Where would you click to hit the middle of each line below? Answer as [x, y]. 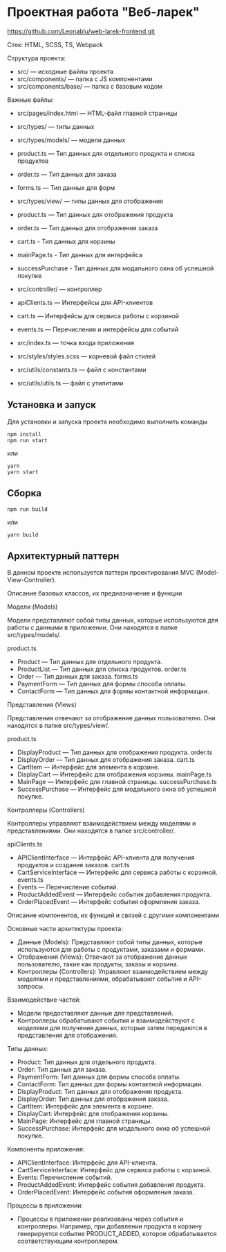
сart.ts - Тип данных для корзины [66, 241]
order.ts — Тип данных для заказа [67, 174]
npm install [24, 434]
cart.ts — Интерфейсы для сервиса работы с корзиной [98, 315]
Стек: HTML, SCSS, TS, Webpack [55, 44]
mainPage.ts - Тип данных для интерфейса [80, 254]
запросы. [31, 986]
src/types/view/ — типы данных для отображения [90, 201]
